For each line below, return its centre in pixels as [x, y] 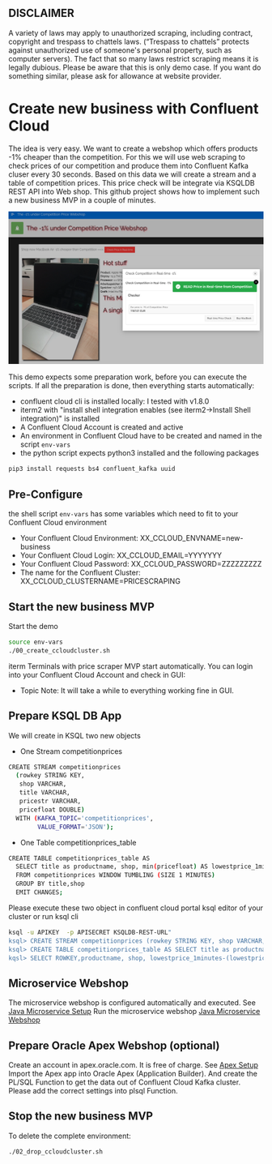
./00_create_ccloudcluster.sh [59, 650]
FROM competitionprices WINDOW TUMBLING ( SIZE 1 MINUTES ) [116, 875]
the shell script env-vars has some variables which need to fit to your [123, 514]
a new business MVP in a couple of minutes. [82, 200]
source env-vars [36, 642]
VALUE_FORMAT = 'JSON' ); [76, 827]
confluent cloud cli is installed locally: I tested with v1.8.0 [115, 401]
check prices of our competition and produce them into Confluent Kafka [129, 165]
